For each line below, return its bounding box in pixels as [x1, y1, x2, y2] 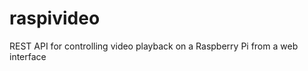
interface [9, 50, 47, 62]
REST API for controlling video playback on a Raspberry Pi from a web [9, 40, 299, 52]
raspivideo [9, 7, 101, 30]
